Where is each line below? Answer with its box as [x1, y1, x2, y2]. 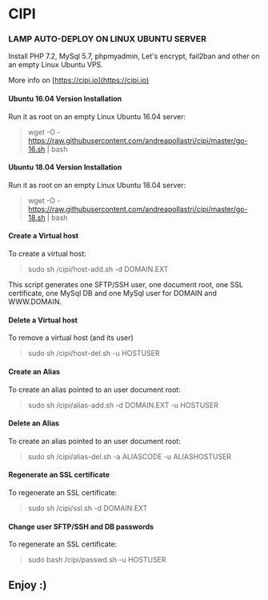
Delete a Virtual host [8, 315, 78, 325]
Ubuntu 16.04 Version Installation [8, 94, 122, 104]
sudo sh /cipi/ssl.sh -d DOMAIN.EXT [27, 503, 148, 513]
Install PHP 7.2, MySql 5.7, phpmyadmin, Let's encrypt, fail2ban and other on [8, 51, 260, 61]
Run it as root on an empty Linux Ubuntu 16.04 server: [8, 111, 186, 121]
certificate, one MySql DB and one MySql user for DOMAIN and [8, 289, 218, 298]
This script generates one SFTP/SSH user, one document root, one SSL [8, 280, 244, 290]
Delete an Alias [8, 418, 60, 428]
